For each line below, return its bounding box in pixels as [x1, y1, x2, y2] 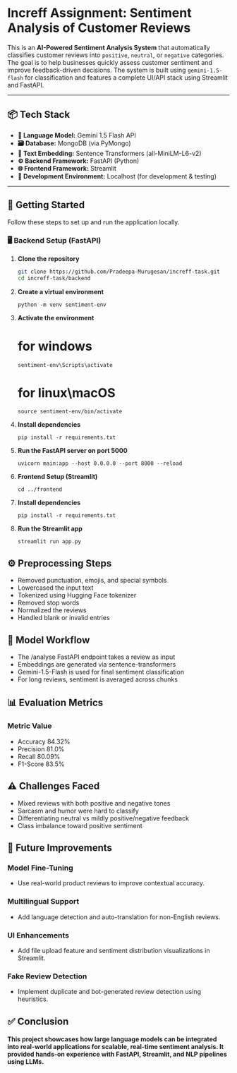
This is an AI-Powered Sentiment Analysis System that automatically [7, 43, 210, 51]
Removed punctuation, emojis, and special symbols [17, 576, 167, 585]
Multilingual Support [7, 897, 80, 907]
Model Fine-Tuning [7, 863, 74, 873]
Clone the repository [17, 254, 80, 262]
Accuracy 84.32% [17, 737, 71, 746]
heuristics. [17, 995, 49, 1003]
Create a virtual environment [17, 287, 104, 296]
